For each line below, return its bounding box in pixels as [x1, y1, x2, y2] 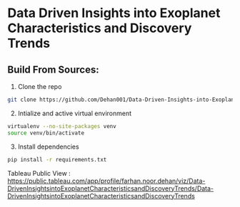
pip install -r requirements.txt [7, 156, 107, 163]
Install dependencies [17, 142, 80, 151]
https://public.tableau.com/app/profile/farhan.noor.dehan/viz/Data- [7, 176, 206, 185]
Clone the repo [17, 83, 62, 90]
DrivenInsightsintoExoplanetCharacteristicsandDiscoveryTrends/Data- [7, 184, 214, 193]
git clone [7, 96, 37, 103]
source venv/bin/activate [7, 129, 84, 137]
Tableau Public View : [7, 169, 71, 177]
